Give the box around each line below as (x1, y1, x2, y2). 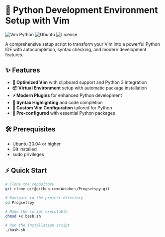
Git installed (12, 146, 37, 152)
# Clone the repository (5, 182, 55, 187)
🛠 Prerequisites (5, 125, 56, 134)
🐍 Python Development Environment (5, 4, 158, 16)
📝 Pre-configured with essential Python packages (12, 110, 115, 116)
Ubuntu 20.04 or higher (12, 141, 61, 147)
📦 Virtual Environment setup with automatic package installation (12, 84, 147, 91)
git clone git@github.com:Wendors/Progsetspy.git (5, 186, 110, 192)
